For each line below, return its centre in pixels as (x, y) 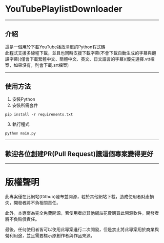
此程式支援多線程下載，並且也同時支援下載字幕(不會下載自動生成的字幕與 (79, 53)
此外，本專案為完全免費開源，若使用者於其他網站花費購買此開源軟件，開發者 (82, 213)
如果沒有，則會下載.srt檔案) (41, 65)
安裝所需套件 (25, 105)
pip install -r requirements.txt (39, 114)
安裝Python (24, 99)
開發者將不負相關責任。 (37, 203)
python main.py (20, 133)
